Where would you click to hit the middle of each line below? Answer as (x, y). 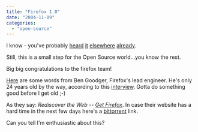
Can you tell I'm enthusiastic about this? (55, 123)
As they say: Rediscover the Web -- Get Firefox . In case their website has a (99, 105)
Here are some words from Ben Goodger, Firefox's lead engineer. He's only (99, 80)
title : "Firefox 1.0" (33, 12)
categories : (21, 23)
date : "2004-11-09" (31, 17)
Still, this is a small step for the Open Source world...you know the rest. (94, 57)
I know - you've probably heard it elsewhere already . (71, 46)
